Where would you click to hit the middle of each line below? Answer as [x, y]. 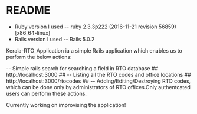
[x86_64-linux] [32, 32]
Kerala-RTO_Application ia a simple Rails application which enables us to [94, 50]
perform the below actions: [39, 57]
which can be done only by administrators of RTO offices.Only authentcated [98, 87]
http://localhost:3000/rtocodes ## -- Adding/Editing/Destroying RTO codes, [98, 81]
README [28, 10]
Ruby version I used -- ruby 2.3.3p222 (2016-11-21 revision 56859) [96, 27]
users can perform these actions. [47, 93]
